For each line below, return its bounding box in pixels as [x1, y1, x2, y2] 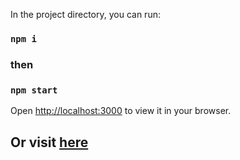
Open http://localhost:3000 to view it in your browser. [10, 105, 232, 117]
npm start [10, 84, 58, 96]
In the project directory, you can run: [10, 9, 161, 20]
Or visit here [10, 134, 89, 151]
